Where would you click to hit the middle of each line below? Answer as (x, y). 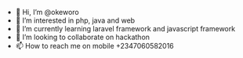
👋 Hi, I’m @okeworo (47, 12)
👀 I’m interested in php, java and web (75, 20)
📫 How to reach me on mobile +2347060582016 (94, 46)
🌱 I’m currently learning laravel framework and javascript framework (125, 29)
